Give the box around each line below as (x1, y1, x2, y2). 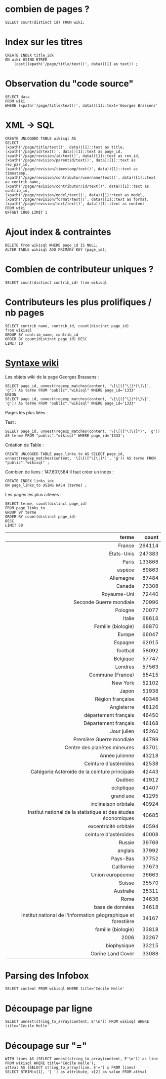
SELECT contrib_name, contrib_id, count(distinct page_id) (5, 323, 129, 328)
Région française (95, 695, 134, 702)
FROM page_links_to (5, 505, 45, 510)
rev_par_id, (5, 162, 30, 167)
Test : (5, 419, 17, 425)
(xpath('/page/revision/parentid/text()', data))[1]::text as (5, 157, 136, 162)
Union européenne (91, 871, 134, 878)
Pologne (115, 607, 134, 614)
